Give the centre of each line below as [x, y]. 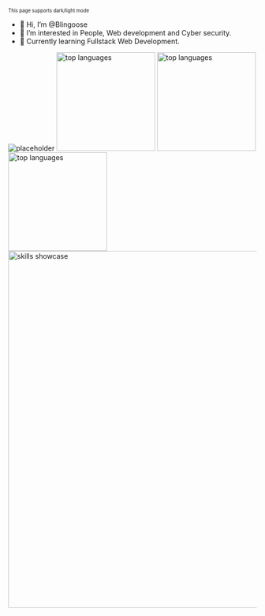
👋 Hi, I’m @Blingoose [54, 24]
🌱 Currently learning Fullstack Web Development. [99, 41]
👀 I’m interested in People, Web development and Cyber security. [125, 33]
